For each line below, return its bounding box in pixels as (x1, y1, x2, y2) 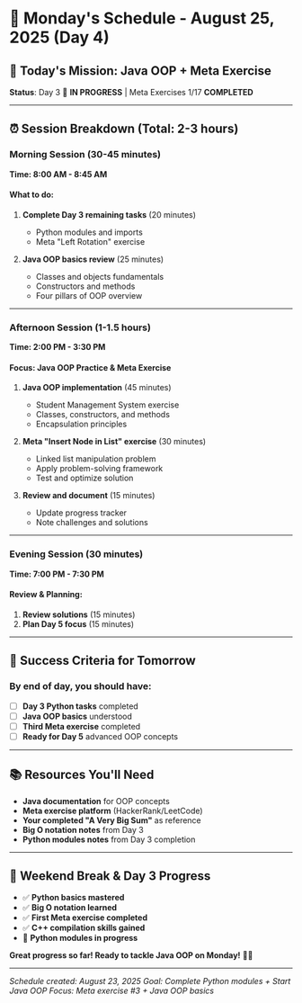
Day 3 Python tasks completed (22, 701, 139, 712)
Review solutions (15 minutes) (22, 609, 136, 620)
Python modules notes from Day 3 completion (22, 834, 196, 845)
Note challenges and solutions (35, 517, 148, 528)
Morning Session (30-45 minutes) (9, 148, 162, 161)
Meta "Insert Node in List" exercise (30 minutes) (22, 436, 207, 447)
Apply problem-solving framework (35, 463, 164, 474)
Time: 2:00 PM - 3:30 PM (9, 342, 106, 353)
